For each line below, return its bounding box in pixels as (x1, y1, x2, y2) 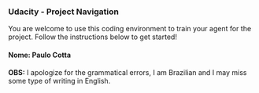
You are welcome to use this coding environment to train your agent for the (8, 24, 252, 34)
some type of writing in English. (8, 76, 111, 85)
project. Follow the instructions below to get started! (8, 32, 177, 41)
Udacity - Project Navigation (8, 6, 120, 17)
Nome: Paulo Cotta (8, 50, 72, 59)
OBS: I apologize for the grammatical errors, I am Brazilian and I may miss (8, 67, 247, 77)
